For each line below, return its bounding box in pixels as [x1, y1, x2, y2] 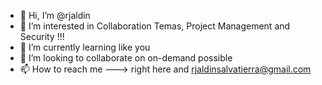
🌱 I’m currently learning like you [19, 41, 151, 53]
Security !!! [19, 31, 65, 42]
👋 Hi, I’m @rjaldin [19, 10, 91, 21]
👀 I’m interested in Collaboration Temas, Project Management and [19, 20, 291, 32]
